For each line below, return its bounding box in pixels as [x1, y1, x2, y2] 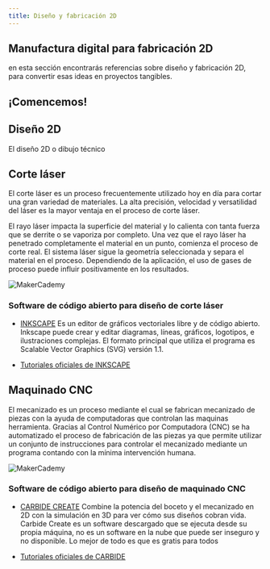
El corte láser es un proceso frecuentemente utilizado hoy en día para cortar [8, 189, 262, 199]
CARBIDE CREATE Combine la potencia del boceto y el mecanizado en [19, 501, 255, 511]
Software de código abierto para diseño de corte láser [8, 300, 224, 312]
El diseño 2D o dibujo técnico [8, 144, 106, 153]
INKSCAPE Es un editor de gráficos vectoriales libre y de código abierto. [19, 318, 260, 328]
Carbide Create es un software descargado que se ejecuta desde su [19, 518, 247, 529]
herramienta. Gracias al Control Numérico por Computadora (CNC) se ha [8, 421, 250, 432]
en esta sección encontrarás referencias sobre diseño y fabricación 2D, [8, 63, 247, 73]
